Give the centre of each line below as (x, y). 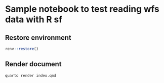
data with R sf (34, 19)
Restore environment (38, 38)
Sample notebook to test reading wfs (82, 9)
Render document (33, 64)
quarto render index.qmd (31, 75)
